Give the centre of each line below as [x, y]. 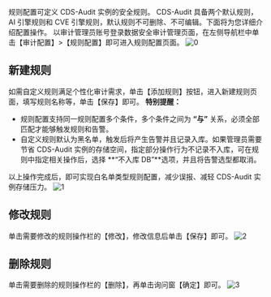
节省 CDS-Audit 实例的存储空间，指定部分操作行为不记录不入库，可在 [136, 149]
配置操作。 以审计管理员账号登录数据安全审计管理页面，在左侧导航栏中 [133, 32]
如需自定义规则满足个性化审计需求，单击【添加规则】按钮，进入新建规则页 [133, 91]
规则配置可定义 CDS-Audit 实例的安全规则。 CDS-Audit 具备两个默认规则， [133, 12]
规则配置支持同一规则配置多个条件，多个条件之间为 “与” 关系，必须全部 [140, 118]
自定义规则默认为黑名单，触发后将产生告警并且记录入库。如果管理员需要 [141, 139]
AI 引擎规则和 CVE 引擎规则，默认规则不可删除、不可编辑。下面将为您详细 [132, 22]
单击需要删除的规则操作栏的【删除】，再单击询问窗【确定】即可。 [117, 285]
